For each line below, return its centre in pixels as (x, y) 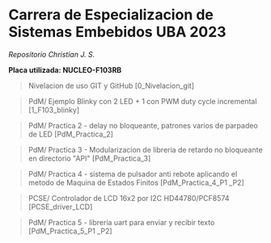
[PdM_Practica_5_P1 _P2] (70, 231)
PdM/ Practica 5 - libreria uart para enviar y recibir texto (121, 222)
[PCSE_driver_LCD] (60, 207)
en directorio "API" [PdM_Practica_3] (89, 158)
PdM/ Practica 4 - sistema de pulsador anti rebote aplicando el (133, 174)
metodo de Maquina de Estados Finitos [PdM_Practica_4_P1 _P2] (136, 182)
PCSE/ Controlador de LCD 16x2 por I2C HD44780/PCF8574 (129, 198)
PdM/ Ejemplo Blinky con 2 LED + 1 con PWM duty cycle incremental (142, 101)
